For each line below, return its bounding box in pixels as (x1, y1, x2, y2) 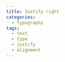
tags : (6, 25, 19, 31)
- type (11, 36, 28, 42)
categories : (6, 14, 35, 20)
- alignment (11, 47, 41, 53)
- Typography (11, 19, 44, 25)
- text (11, 31, 28, 37)
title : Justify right (6, 8, 60, 15)
